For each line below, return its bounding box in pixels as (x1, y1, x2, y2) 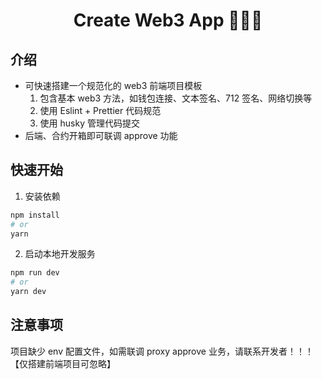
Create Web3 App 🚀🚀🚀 (73, 9, 263, 32)
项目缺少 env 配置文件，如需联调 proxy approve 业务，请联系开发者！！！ (10, 345, 314, 357)
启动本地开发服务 (24, 248, 96, 260)
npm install (10, 210, 60, 220)
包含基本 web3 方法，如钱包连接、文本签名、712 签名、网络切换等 (39, 92, 313, 104)
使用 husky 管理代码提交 (39, 117, 140, 129)
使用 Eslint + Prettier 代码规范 (39, 105, 162, 116)
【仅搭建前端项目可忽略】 (10, 357, 116, 369)
